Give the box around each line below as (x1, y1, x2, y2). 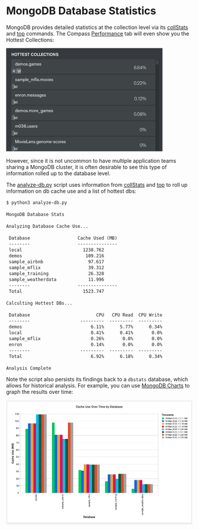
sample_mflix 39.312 (8, 264, 105, 270)
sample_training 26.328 (8, 270, 105, 276)
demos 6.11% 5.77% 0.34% (8, 324, 163, 329)
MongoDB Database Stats (6, 211, 65, 217)
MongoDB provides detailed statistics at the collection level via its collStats (6, 24, 189, 31)
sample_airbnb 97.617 (8, 258, 105, 264)
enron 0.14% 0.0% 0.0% (8, 341, 163, 347)
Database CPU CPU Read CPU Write (8, 312, 163, 318)
